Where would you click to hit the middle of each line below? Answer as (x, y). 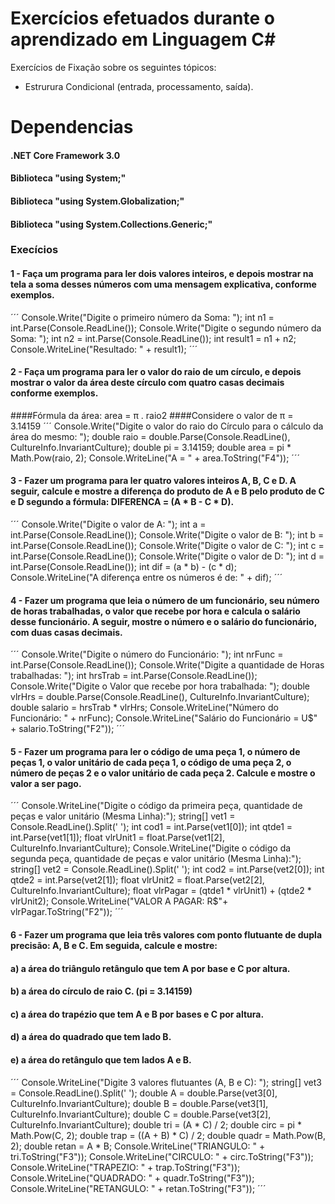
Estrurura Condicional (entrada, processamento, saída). (139, 86)
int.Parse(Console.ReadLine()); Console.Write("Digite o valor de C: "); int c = (167, 546)
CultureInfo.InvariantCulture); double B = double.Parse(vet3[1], (139, 1103)
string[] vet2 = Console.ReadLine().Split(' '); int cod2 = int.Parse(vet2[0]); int (167, 869)
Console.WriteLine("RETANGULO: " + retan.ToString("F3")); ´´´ (138, 1188)
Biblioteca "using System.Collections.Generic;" (111, 224)
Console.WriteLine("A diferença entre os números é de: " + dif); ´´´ (146, 578)
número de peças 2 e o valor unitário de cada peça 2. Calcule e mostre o (163, 773)
